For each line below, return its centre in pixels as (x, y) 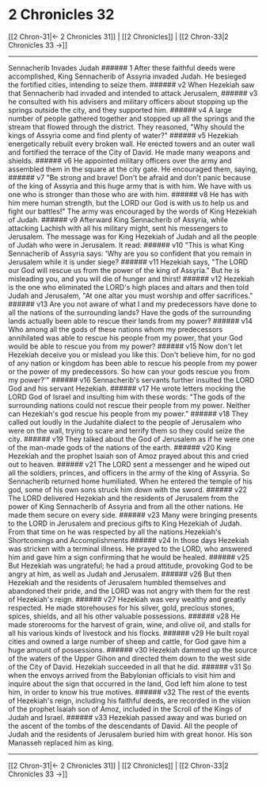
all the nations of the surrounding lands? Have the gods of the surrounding (130, 312)
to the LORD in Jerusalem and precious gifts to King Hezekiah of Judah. (125, 523)
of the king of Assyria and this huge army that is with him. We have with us (130, 186)
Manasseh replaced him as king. (61, 742)
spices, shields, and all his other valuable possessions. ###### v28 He (124, 616)
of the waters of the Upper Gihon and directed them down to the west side (130, 658)
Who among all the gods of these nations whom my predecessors (116, 329)
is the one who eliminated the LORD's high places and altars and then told (129, 287)
